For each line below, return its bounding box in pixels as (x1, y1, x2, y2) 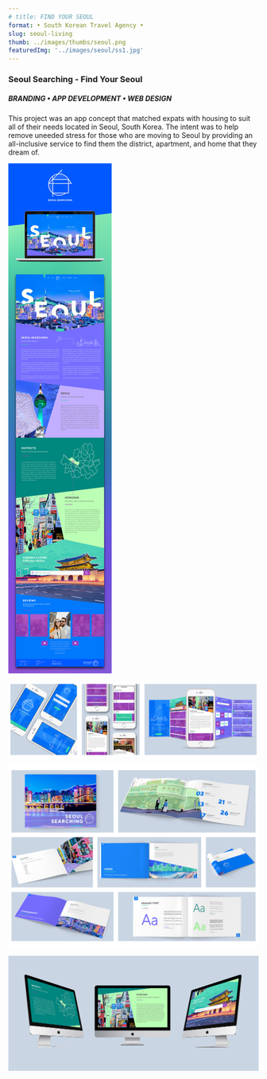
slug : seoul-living (8, 29, 73, 37)
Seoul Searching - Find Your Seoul (8, 74, 143, 85)
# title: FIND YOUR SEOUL (8, 13, 94, 21)
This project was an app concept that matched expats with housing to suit (8, 114, 250, 124)
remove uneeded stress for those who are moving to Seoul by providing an (8, 131, 253, 140)
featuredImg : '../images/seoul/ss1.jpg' (8, 46, 145, 55)
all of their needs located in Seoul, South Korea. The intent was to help (8, 122, 239, 131)
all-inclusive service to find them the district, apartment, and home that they (8, 139, 257, 149)
